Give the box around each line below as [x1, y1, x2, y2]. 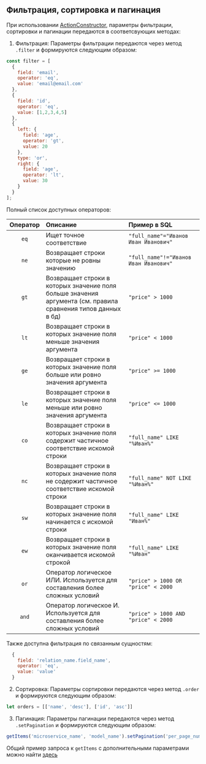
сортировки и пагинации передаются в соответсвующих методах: [6, 28, 181, 35]
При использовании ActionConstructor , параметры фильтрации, [6, 21, 174, 28]
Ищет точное [45, 231, 85, 239]
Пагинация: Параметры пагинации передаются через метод [15, 714, 175, 722]
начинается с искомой [45, 518, 113, 526]
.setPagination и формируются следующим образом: [15, 721, 156, 728]
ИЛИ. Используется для [45, 576, 118, 584]
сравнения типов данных [45, 304, 121, 313]
